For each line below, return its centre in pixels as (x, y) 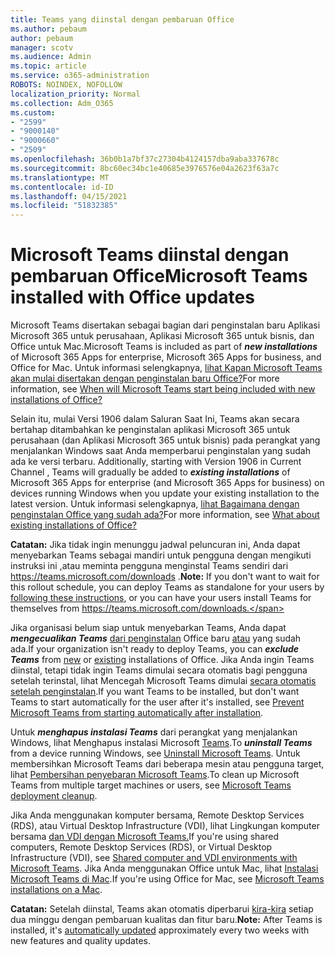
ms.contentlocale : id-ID (62, 187)
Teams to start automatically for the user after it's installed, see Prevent (157, 702)
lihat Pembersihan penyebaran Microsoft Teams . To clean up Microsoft (155, 775)
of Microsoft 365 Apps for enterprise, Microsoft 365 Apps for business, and (166, 357)
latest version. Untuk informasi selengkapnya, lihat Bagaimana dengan (155, 504)
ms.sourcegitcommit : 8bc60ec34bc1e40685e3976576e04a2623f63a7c (145, 168)
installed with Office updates (132, 297)
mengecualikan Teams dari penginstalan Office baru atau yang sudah (156, 638)
